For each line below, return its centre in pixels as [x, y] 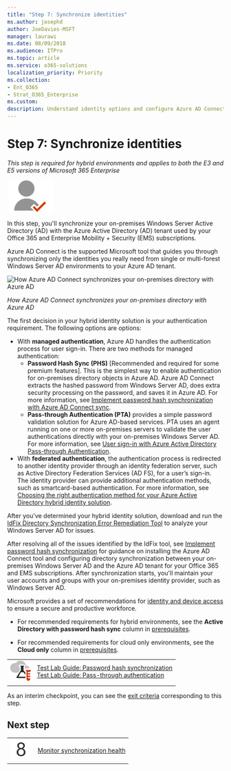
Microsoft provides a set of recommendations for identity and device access [115, 601]
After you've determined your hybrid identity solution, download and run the [115, 515]
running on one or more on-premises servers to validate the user [119, 429]
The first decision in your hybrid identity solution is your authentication [107, 320]
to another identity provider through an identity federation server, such [117, 466]
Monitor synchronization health [81, 750]
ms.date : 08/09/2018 [37, 44]
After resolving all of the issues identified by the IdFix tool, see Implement [111, 544]
